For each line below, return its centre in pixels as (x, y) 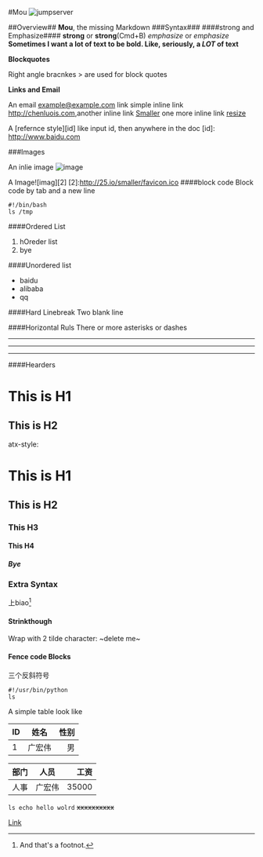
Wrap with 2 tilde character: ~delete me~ (74, 639)
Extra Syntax (33, 585)
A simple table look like (45, 711)
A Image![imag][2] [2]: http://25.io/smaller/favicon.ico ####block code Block (131, 182)
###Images (27, 152)
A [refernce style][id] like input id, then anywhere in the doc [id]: (112, 128)
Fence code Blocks (40, 656)
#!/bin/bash (27, 205)
